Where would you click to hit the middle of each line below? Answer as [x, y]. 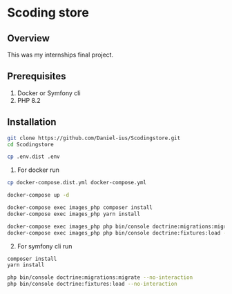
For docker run [38, 170]
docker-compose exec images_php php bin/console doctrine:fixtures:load [114, 233]
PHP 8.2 [29, 100]
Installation [32, 122]
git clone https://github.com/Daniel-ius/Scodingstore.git [94, 138]
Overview [29, 38]
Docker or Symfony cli [49, 93]
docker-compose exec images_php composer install [80, 208]
